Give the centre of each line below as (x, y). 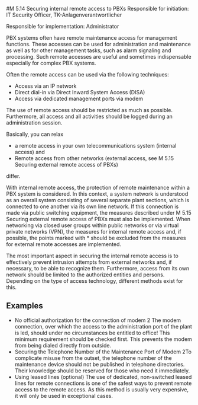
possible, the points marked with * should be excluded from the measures (96, 238)
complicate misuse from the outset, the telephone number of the (93, 358)
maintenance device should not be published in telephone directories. (100, 364)
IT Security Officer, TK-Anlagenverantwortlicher (64, 15)
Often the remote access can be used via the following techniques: (88, 74)
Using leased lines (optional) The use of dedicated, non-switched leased (103, 377)
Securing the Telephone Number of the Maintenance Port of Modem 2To (103, 352)
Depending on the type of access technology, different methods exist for (95, 281)
